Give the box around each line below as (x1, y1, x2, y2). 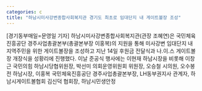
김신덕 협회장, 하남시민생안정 (46, 77, 116, 85)
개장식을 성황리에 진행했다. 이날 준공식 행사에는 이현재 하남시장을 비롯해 (12, 55, 184, 62)
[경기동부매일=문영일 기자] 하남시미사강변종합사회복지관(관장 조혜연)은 (6, 32, 175, 39)
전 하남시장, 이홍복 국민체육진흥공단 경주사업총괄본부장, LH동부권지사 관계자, (6, 70, 190, 77)
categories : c (6, 8, 43, 15)
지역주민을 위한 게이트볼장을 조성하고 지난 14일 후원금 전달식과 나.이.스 (6, 47, 175, 55)
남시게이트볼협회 (6, 77, 46, 85)
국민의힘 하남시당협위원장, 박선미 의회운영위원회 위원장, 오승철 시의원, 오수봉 (12, 62, 195, 70)
